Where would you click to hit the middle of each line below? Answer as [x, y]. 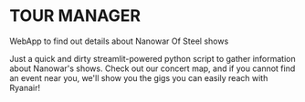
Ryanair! [25, 87]
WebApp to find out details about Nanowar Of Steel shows [119, 41]
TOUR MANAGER [75, 16]
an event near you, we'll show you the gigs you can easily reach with [139, 77]
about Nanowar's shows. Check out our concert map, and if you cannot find [152, 68]
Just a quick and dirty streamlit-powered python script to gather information [152, 58]
